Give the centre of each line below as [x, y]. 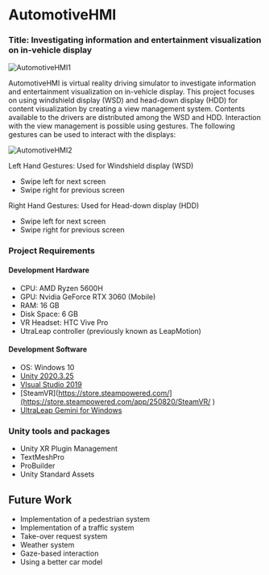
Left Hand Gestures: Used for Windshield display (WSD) [101, 166]
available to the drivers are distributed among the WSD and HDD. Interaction [135, 118]
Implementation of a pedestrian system [85, 519]
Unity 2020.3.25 [47, 376]
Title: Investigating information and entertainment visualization [135, 40]
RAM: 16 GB [40, 305]
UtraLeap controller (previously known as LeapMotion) [110, 331]
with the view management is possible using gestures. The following [122, 126]
